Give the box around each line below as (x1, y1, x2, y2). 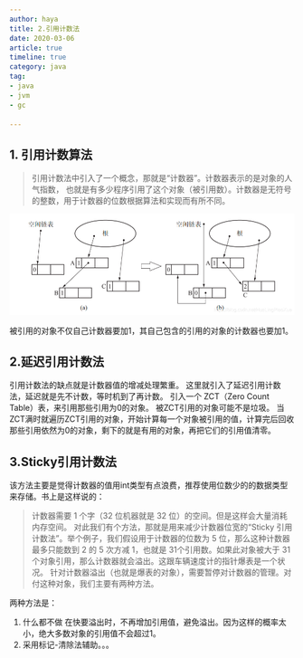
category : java (9, 62, 67, 72)
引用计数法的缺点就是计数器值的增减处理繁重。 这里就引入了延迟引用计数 (9, 380, 281, 391)
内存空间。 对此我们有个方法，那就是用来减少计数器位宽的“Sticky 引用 (31, 521, 293, 533)
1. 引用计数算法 (9, 147, 93, 162)
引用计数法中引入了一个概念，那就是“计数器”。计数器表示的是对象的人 (31, 173, 293, 184)
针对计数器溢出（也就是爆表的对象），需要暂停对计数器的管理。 (49, 567, 284, 578)
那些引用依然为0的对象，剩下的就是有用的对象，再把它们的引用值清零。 (9, 425, 276, 436)
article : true (9, 43, 63, 52)
